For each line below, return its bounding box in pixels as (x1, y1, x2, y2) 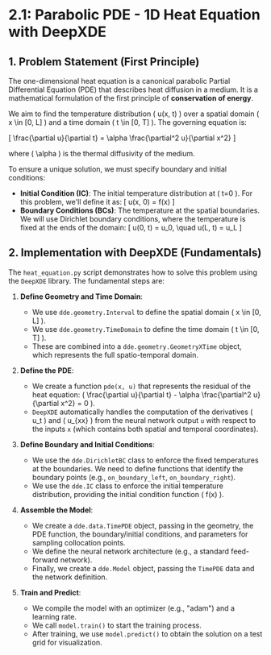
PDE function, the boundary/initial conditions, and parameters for (31, 529, 248, 539)
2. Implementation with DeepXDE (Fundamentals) (8, 246, 262, 259)
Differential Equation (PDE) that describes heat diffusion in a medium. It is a (8, 85, 258, 94)
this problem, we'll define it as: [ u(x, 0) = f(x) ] (19, 197, 175, 206)
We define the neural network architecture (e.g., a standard (31, 546, 230, 556)
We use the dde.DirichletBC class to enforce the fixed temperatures (31, 455, 260, 465)
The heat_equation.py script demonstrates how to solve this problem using (8, 267, 258, 277)
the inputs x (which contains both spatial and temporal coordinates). (31, 424, 259, 433)
